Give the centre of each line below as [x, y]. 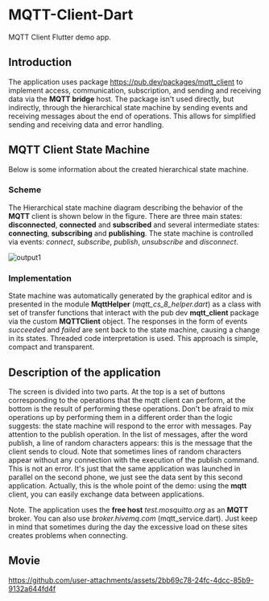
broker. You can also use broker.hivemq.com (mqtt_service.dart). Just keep [133, 518]
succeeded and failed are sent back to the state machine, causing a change [134, 330]
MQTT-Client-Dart [71, 15]
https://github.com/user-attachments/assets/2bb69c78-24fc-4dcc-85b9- [131, 580]
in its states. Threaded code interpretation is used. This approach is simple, [133, 339]
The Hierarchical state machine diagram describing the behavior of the [126, 208]
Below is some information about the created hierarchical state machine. [128, 169]
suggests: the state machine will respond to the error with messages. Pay [130, 426]
